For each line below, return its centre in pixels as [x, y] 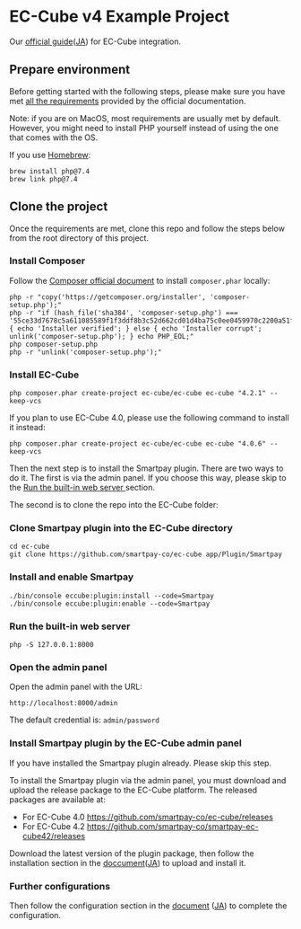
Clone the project [59, 207]
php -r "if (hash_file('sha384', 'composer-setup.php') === [124, 313]
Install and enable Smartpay [72, 577]
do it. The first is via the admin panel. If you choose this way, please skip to [148, 478]
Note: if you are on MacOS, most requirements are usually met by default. [145, 118]
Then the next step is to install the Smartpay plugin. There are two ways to [146, 468]
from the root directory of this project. [79, 238]
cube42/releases [54, 836]
